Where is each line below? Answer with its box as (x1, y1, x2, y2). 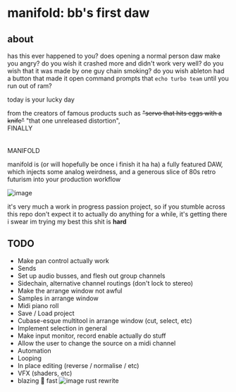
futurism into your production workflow (7, 175, 121, 183)
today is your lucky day (7, 95, 75, 104)
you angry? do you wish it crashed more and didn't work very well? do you (7, 59, 224, 68)
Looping (17, 354, 42, 362)
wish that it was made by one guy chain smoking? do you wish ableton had (7, 67, 225, 75)
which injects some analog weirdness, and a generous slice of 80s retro (7, 168, 216, 176)
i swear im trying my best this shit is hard (7, 217, 127, 226)
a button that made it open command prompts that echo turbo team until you (7, 74, 229, 82)
